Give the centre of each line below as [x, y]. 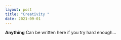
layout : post [19, 10]
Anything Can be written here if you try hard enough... [61, 33]
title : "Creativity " [27, 14]
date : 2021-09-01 [23, 19]
